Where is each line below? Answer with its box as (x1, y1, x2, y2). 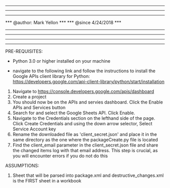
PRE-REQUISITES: (5, 49, 43, 54)
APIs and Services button (12, 105, 66, 110)
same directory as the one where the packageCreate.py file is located (12, 137, 158, 143)
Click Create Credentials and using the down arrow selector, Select (12, 121, 153, 126)
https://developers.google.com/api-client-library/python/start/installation (12, 79, 165, 84)
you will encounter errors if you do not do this (12, 153, 108, 159)
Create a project (12, 94, 47, 100)
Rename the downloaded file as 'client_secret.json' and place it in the (12, 131, 157, 137)
